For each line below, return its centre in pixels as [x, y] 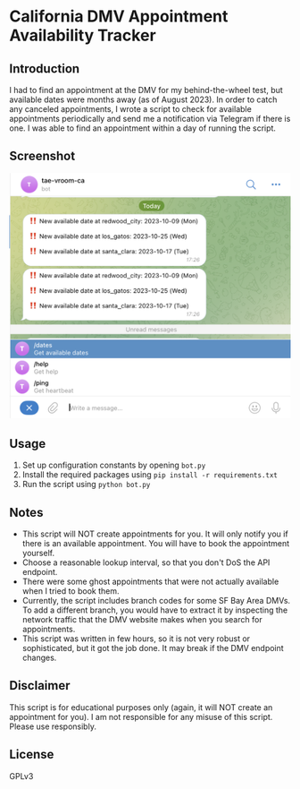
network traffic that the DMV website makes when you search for [142, 619]
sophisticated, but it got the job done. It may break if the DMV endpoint [153, 647]
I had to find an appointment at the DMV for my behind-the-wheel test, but [146, 90]
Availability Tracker [83, 35]
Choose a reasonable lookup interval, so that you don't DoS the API [146, 562]
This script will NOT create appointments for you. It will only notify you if [155, 534]
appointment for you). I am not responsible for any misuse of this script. [141, 716]
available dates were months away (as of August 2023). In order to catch [143, 99]
